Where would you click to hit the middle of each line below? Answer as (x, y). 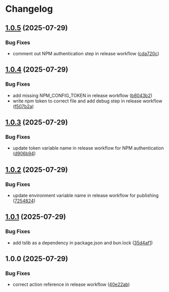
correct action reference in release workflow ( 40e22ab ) (71, 284)
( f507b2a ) (23, 106)
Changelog (29, 9)
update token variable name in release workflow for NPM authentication (88, 148)
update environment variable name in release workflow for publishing (86, 195)
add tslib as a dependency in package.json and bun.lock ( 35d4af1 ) (83, 243)
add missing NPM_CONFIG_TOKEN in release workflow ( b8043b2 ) (82, 95)
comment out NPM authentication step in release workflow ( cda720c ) (86, 53)
